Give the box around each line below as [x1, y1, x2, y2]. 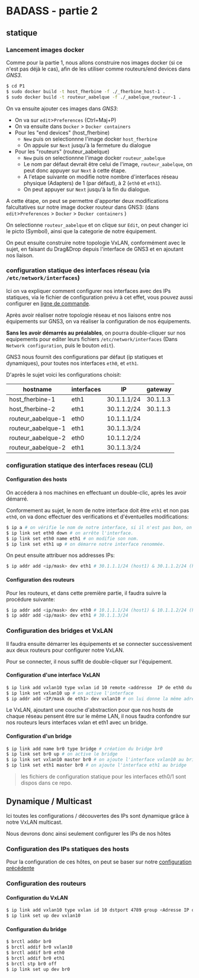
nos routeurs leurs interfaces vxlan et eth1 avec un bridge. [6, 719, 148, 726]
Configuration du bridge [6, 925, 67, 932]
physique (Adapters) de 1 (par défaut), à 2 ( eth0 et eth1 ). [23, 179, 162, 186]
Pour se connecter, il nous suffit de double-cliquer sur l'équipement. [6, 658, 173, 665]
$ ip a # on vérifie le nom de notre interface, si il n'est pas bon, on [6, 524, 192, 530]
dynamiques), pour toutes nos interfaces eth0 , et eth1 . [6, 359, 139, 367]
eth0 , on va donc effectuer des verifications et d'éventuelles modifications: [6, 513, 189, 520]
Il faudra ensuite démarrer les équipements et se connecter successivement [6, 640, 192, 647]
